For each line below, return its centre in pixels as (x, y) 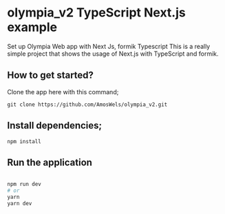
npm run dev (24, 184)
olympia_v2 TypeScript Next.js (96, 13)
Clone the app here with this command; (63, 92)
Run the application (50, 162)
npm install (24, 141)
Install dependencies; (54, 126)
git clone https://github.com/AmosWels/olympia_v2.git (87, 105)
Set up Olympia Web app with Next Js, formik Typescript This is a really (109, 46)
